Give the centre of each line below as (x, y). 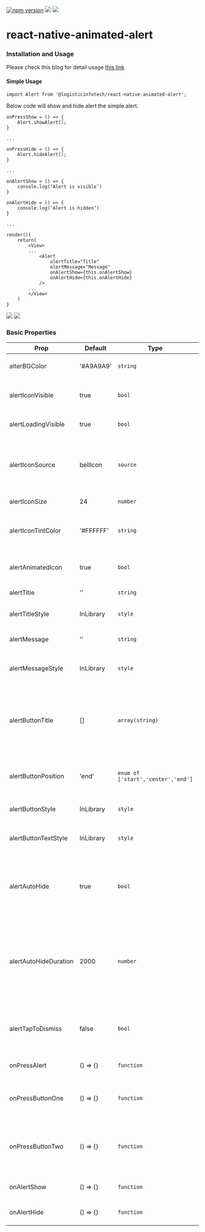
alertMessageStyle (36, 668)
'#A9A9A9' (95, 366)
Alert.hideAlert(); (42, 154)
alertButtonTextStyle (39, 838)
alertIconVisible (31, 395)
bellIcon (91, 465)
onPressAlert (28, 1065)
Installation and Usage (40, 54)
